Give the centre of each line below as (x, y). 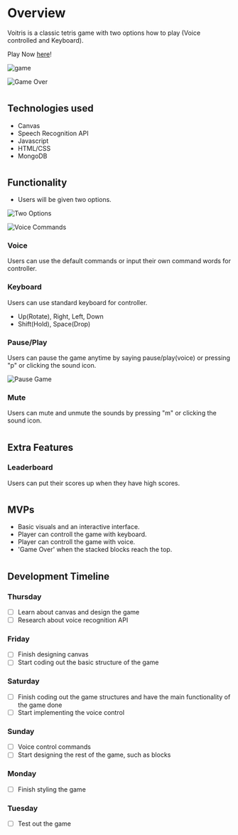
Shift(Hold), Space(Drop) (54, 324)
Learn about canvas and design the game (79, 612)
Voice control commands (54, 747)
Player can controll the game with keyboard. (82, 534)
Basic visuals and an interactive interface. (79, 527)
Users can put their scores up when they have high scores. (94, 483)
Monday (22, 774)
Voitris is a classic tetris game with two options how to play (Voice (104, 33)
